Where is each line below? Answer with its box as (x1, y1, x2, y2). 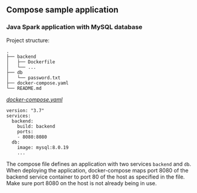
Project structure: (6, 36, 50, 44)
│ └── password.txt (6, 75, 61, 81)
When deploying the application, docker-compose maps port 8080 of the (6, 166, 189, 174)
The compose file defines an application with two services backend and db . (6, 160, 192, 168)
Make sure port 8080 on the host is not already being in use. (6, 179, 157, 186)
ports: (17, 128, 34, 134)
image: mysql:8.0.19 (17, 144, 69, 150)
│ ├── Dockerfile (6, 59, 56, 65)
